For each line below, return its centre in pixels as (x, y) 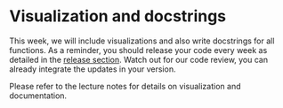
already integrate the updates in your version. (93, 69)
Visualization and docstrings (118, 16)
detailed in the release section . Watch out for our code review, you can (139, 59)
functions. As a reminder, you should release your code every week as (138, 50)
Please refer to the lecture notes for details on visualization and (125, 86)
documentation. (38, 96)
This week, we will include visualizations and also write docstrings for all (142, 41)
